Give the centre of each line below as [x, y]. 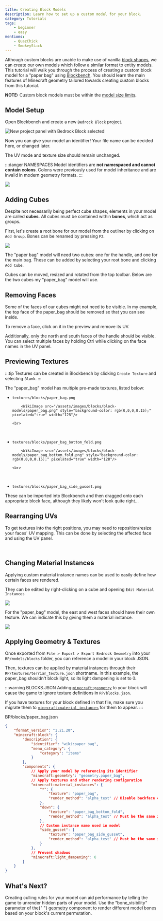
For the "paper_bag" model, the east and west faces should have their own [80, 612]
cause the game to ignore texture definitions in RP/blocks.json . [68, 693]
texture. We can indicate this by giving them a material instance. [69, 617]
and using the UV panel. [29, 538]
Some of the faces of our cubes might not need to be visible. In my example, [81, 307]
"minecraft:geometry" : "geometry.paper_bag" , [78, 775]
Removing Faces [31, 295]
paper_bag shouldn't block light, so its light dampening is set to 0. [71, 678]
